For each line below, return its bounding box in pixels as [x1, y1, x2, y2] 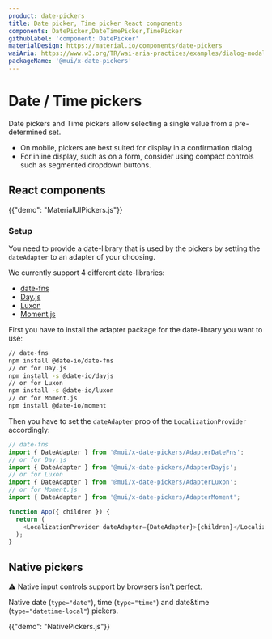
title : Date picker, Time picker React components [8, 19, 183, 28]
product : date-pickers [8, 11, 85, 20]
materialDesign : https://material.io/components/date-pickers [8, 42, 223, 50]
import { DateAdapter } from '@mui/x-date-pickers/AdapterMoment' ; [8, 493, 241, 501]
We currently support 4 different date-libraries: [8, 268, 165, 277]
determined [8, 127, 47, 137]
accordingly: [8, 425, 50, 434]
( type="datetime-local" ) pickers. [8, 606, 119, 616]
